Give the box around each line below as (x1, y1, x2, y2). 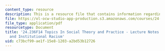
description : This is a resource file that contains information (5, 12, 141, 17)
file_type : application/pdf (5, 20, 63, 26)
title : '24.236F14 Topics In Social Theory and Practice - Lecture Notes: (5, 30, 162, 34)
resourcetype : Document (5, 25, 54, 30)
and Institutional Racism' (9, 34, 65, 39)
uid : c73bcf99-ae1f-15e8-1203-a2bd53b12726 (5, 39, 96, 44)
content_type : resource (5, 7, 54, 12)
